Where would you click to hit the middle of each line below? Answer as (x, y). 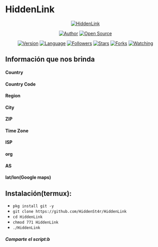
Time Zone (17, 131)
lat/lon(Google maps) (28, 178)
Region (13, 96)
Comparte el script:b (28, 239)
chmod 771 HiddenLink (35, 223)
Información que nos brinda (50, 59)
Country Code (21, 84)
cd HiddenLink (27, 217)
